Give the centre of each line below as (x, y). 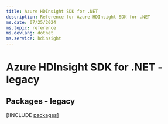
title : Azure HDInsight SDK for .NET (52, 11)
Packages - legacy (40, 101)
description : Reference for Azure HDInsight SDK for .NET (78, 17)
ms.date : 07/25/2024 (31, 22)
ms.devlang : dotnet (30, 33)
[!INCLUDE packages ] (32, 115)
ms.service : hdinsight (34, 38)
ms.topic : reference (31, 28)
